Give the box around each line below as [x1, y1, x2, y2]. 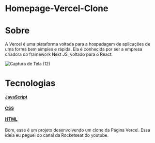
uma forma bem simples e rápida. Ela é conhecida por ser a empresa [5, 47, 142, 52]
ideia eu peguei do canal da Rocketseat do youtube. [5, 132, 109, 138]
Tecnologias [5, 78, 56, 89]
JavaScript [5, 94, 28, 100]
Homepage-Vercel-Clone [5, 3, 108, 14]
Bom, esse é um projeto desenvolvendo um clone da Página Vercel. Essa [5, 127, 151, 133]
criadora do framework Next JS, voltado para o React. [5, 51, 113, 57]
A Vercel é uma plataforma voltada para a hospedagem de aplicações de [5, 41, 151, 47]
